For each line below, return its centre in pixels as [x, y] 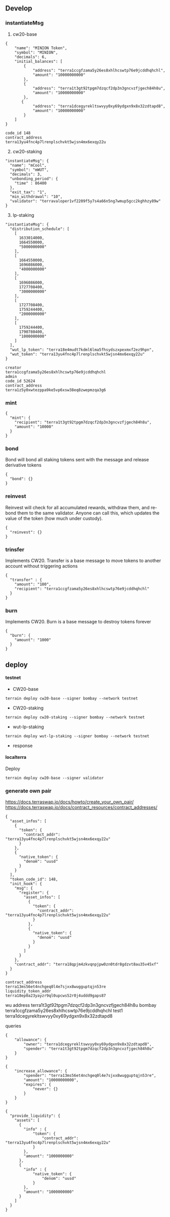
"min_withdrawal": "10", [36, 196]
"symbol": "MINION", [36, 52]
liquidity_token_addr [28, 991]
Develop [19, 8]
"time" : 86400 [31, 183]
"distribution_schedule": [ [40, 229]
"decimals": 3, [26, 174]
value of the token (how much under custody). [54, 518]
